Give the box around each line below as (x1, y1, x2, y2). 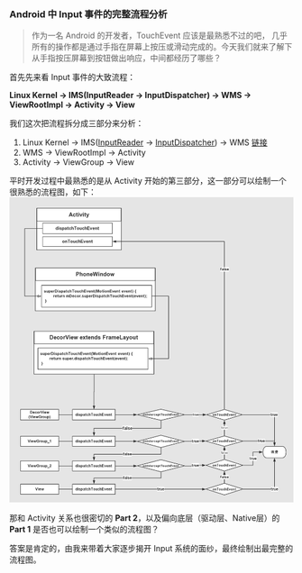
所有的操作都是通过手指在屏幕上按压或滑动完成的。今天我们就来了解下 (31, 41, 293, 52)
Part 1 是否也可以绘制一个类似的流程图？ (9, 524, 160, 535)
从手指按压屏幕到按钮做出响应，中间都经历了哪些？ (31, 52, 222, 64)
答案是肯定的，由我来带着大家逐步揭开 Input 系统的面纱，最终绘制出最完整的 (9, 543, 294, 554)
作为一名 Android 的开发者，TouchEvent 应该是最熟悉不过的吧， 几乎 (31, 30, 288, 41)
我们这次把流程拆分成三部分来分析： (9, 118, 144, 129)
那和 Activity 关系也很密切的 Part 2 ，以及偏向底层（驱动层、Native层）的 (9, 513, 280, 523)
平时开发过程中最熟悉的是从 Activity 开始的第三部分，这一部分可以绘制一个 (9, 176, 287, 186)
